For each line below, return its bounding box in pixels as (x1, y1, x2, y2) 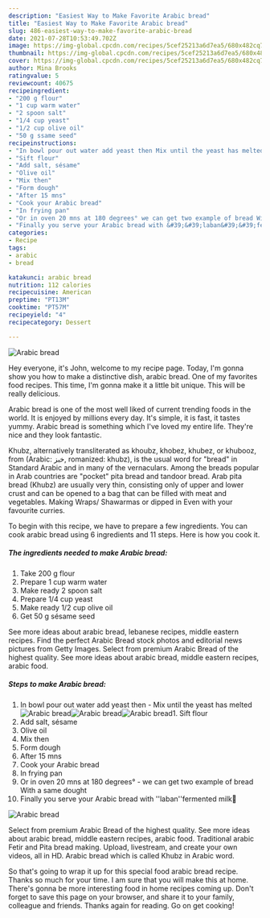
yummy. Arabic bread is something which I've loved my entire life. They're (8, 421, 253, 431)
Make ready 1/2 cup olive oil (19, 602, 113, 612)
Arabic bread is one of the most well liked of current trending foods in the (8, 404, 252, 414)
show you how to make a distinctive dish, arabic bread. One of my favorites (8, 371, 258, 381)
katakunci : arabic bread (8, 273, 92, 282)
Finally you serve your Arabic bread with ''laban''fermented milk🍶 (19, 794, 237, 804)
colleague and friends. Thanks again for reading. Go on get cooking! (8, 900, 235, 910)
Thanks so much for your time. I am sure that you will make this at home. (8, 875, 249, 884)
